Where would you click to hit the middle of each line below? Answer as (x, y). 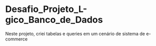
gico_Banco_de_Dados (54, 20)
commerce (16, 39)
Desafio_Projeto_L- (46, 9)
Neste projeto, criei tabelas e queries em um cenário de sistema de (75, 33)
